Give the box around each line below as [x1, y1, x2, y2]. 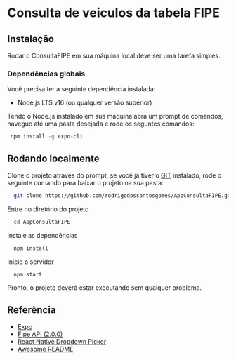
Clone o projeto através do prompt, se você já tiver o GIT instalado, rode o [7, 171, 222, 180]
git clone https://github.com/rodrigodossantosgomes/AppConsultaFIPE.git [13, 192, 234, 199]
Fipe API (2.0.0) [17, 330, 63, 338]
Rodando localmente [7, 152, 100, 164]
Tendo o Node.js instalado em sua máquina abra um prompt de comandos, [7, 112, 223, 121]
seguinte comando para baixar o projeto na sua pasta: [7, 178, 164, 187]
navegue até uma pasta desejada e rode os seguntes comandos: [7, 119, 195, 128]
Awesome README [17, 345, 74, 354]
